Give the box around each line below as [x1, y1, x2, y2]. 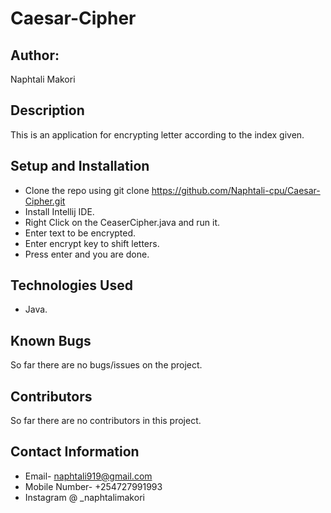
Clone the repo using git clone [24, 184, 150, 196]
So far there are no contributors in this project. [10, 415, 202, 427]
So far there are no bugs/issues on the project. [10, 359, 203, 371]
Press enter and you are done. [24, 248, 150, 260]
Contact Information [10, 443, 140, 461]
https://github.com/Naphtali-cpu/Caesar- [151, 184, 321, 196]
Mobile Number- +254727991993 [24, 480, 163, 492]
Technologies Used [10, 277, 133, 294]
